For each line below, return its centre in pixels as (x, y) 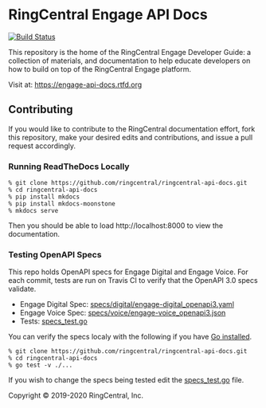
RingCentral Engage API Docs (108, 15)
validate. (22, 289)
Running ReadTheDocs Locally (69, 167)
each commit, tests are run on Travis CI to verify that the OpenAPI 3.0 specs (133, 280)
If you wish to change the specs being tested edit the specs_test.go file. (126, 380)
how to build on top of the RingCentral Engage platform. (100, 69)
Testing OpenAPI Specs (55, 254)
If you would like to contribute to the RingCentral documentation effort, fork (132, 128)
